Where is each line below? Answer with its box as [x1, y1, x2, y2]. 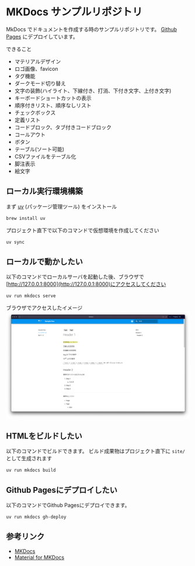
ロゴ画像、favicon [14, 65, 58, 72]
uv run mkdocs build [6, 467, 57, 474]
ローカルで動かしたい [6, 257, 83, 267]
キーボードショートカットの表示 [14, 94, 92, 101]
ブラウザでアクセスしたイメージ [6, 305, 83, 312]
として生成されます [6, 455, 53, 462]
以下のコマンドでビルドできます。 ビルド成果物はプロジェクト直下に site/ [6, 448, 186, 455]
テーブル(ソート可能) [14, 146, 65, 153]
